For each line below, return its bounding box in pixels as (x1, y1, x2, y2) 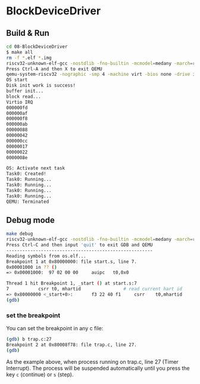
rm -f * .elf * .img (6, 55, 52, 61)
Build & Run (6, 28, 49, 38)
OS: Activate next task (6, 165, 65, 171)
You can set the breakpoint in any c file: (6, 325, 104, 332)
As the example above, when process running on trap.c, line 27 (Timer (6, 358, 179, 365)
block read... (6, 94, 42, 100)
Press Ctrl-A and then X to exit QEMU (6, 66, 102, 72)
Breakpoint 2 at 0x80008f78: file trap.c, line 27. (6, 342, 137, 348)
